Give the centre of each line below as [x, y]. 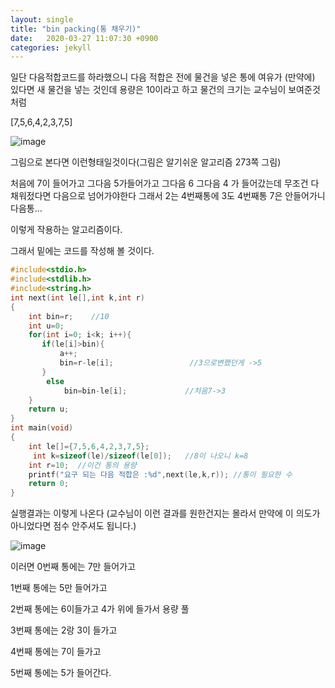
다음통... [26, 208]
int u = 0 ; [46, 326]
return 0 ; [49, 484]
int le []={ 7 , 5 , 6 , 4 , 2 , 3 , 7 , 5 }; [89, 446]
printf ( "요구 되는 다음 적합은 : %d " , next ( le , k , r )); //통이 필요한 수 [160, 474]
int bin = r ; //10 [69, 316]
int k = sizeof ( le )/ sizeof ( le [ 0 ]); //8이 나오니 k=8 [140, 456]
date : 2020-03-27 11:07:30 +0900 [84, 38]
